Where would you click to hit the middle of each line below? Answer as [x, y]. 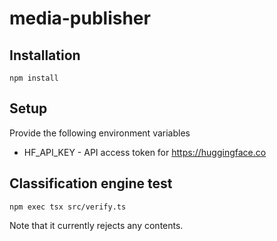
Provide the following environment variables [100, 133]
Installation [45, 55]
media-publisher [80, 18]
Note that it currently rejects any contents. [96, 225]
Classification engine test [91, 183]
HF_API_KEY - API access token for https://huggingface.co [145, 152]
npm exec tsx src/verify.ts [68, 207]
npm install [34, 78]
